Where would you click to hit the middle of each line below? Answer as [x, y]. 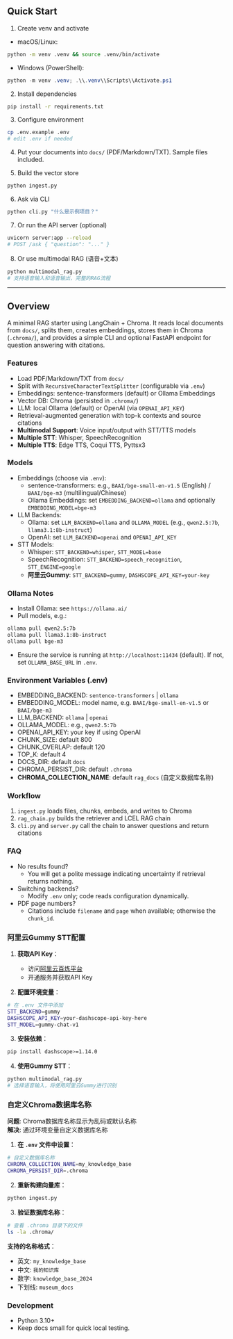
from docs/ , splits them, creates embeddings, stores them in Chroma [105, 330]
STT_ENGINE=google [54, 567]
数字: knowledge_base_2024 [54, 1278]
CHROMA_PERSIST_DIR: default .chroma [75, 769]
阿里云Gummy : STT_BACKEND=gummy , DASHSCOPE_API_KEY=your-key [119, 575]
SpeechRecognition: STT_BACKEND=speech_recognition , [105, 559]
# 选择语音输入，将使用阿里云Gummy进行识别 [62, 1086]
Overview [29, 306]
